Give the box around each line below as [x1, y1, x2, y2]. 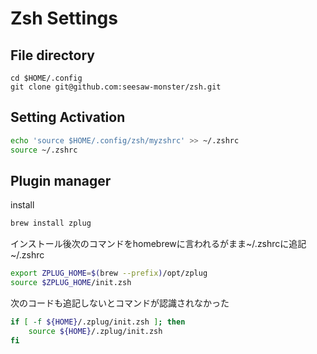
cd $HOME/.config [10, 73, 83, 83]
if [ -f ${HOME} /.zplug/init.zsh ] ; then [10, 317, 186, 327]
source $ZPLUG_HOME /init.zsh [10, 278, 132, 288]
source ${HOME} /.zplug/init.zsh [28, 326, 163, 336]
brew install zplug [10, 218, 92, 229]
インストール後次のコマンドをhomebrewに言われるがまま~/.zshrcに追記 [10, 238, 307, 250]
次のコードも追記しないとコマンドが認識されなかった [10, 297, 230, 309]
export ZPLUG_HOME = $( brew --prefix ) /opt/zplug [10, 268, 208, 279]
